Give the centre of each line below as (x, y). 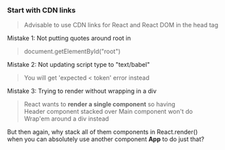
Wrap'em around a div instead (67, 119)
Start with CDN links (42, 10)
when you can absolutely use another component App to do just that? (106, 139)
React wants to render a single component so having (99, 104)
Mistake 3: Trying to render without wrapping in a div (82, 91)
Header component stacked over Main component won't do (108, 112)
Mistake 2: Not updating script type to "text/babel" (79, 65)
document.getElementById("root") (72, 51)
